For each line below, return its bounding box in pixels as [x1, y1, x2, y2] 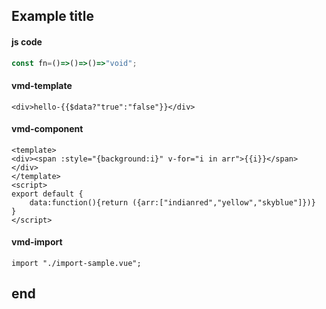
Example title [11, 8, 94, 25]
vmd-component [11, 123, 84, 135]
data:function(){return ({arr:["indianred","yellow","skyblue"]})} [29, 197, 316, 208]
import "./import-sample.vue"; [11, 259, 142, 269]
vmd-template [11, 80, 73, 92]
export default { [11, 189, 84, 199]
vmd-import [11, 236, 63, 248]
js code [11, 35, 43, 48]
